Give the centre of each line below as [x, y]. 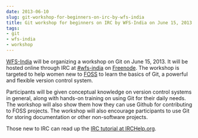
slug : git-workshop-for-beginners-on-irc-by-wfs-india [75, 17]
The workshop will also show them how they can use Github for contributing [99, 104]
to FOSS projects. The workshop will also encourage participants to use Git [98, 111]
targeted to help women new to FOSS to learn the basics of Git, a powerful [97, 74]
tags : [13, 28]
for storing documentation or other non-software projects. [77, 117]
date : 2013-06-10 [28, 12]
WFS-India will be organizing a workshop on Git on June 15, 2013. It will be [97, 61]
